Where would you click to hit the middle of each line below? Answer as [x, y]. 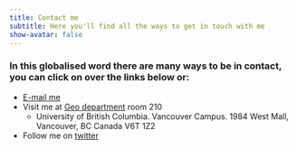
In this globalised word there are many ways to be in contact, [146, 66]
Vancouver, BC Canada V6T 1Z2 [96, 126]
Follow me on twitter [61, 135]
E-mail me [41, 97]
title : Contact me [44, 18]
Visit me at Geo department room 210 [92, 107]
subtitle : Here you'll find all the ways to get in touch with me [137, 26]
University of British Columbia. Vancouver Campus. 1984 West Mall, [163, 116]
